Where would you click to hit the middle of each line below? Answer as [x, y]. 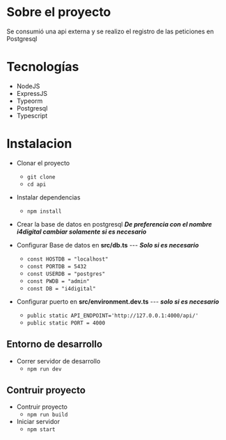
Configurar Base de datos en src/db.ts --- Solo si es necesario [108, 245]
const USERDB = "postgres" [66, 274]
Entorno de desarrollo [55, 344]
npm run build [47, 415]
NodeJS [28, 86]
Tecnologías [43, 67]
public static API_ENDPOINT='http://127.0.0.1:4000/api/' [113, 316]
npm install [44, 211]
